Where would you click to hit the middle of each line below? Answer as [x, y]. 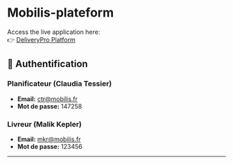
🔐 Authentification [48, 64]
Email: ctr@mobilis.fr [48, 99]
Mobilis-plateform [61, 13]
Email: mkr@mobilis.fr [49, 139]
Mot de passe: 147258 [50, 106]
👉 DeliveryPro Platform [41, 39]
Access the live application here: [54, 32]
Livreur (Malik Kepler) [44, 124]
